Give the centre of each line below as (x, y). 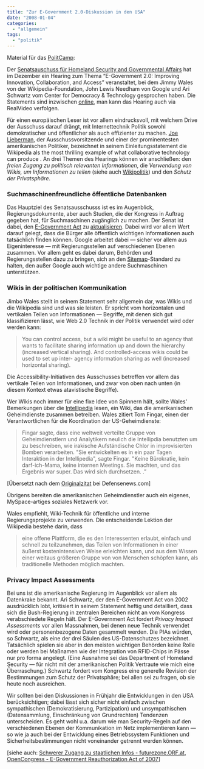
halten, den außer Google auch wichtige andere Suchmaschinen (87, 266)
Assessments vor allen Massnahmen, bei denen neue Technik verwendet (98, 625)
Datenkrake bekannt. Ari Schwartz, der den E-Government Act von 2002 (98, 599)
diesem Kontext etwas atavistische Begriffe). (63, 389)
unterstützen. (24, 272)
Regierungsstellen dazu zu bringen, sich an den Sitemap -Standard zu (94, 259)
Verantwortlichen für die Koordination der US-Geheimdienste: (84, 420)
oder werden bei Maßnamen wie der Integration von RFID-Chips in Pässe (98, 651)
